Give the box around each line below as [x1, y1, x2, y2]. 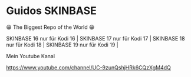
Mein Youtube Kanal [6, 52, 55, 59]
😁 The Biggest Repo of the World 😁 [6, 24, 95, 31]
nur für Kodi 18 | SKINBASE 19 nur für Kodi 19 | [6, 41, 119, 48]
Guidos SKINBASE [6, 4, 97, 18]
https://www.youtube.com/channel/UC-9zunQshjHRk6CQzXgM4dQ [6, 63, 171, 71]
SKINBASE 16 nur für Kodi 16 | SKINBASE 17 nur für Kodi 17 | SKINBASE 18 [6, 35, 185, 42]
